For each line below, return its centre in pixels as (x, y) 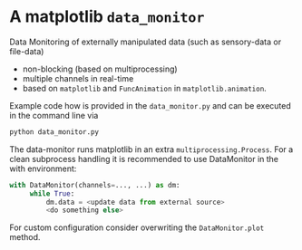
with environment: (43, 168)
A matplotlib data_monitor (107, 17)
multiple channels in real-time (78, 78)
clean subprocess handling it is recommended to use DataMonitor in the (144, 159)
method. (25, 237)
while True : (52, 193)
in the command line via (54, 115)
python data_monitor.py (54, 132)
